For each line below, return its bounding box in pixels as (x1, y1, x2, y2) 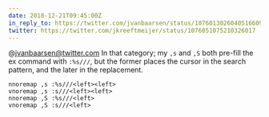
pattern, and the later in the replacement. (8, 65, 144, 75)
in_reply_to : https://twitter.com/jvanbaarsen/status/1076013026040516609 (8, 19, 263, 27)
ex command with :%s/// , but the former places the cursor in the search (8, 57, 247, 66)
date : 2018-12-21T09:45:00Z (8, 11, 102, 20)
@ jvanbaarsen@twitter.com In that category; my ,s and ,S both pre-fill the (8, 49, 254, 58)
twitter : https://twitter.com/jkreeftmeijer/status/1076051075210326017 (8, 26, 256, 34)
